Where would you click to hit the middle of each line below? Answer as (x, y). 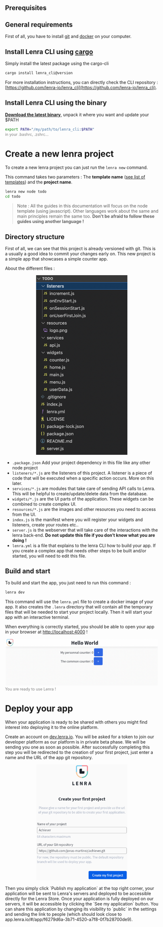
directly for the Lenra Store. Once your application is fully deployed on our (80, 898)
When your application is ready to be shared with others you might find (76, 722)
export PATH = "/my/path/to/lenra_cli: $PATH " (50, 129)
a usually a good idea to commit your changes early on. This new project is (80, 254)
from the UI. (24, 514)
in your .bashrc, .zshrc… (27, 134)
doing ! (19, 540)
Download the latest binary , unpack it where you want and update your (77, 115)
